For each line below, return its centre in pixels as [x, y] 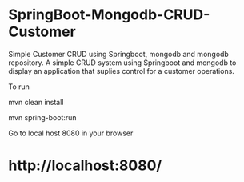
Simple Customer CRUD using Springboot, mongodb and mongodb [119, 54]
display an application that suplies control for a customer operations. [121, 71]
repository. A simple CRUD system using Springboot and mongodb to [122, 63]
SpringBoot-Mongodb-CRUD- [109, 15]
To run [19, 87]
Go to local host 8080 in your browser [71, 133]
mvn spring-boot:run [42, 117]
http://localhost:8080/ [85, 166]
